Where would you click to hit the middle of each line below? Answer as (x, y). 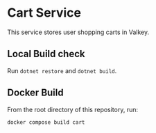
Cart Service (44, 13)
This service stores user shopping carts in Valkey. (78, 32)
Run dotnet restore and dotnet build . (62, 70)
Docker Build (35, 93)
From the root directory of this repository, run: (73, 109)
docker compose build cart (46, 122)
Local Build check (46, 54)
